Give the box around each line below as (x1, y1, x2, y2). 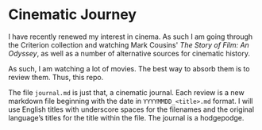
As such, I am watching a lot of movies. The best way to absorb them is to (8, 63, 250, 73)
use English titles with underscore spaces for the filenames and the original (8, 105, 255, 114)
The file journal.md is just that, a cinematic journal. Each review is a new (8, 87, 245, 97)
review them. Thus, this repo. (8, 72, 104, 82)
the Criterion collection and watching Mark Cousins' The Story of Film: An (8, 40, 250, 49)
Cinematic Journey (8, 6, 137, 24)
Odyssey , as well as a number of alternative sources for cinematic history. (8, 48, 250, 58)
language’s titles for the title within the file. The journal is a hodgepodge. (8, 113, 245, 122)
